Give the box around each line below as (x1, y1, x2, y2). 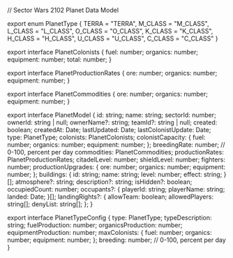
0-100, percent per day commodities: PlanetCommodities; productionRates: (7, 148, 225, 156)
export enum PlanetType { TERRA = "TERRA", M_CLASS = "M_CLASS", (7, 20, 209, 27)
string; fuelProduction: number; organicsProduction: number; (7, 221, 183, 229)
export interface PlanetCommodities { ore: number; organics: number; (7, 90, 208, 98)
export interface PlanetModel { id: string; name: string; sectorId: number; (7, 111, 216, 119)
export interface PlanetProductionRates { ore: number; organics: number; (7, 69, 218, 77)
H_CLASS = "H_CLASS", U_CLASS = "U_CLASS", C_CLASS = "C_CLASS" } (7, 34, 218, 43)
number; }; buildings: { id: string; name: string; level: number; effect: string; (7, 171, 223, 178)
